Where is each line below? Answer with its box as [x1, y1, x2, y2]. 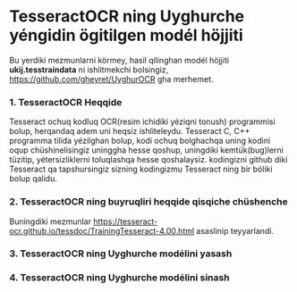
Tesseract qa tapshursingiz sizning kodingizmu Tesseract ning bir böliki [9, 163, 273, 175]
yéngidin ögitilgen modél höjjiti [9, 25, 243, 46]
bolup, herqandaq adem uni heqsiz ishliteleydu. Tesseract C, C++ [9, 126, 250, 137]
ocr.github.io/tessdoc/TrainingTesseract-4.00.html [9, 225, 195, 236]
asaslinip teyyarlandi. [196, 225, 275, 236]
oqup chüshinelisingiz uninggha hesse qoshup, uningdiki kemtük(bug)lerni [9, 145, 284, 155]
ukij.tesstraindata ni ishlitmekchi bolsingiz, [9, 64, 169, 75]
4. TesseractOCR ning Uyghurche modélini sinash [9, 271, 230, 284]
